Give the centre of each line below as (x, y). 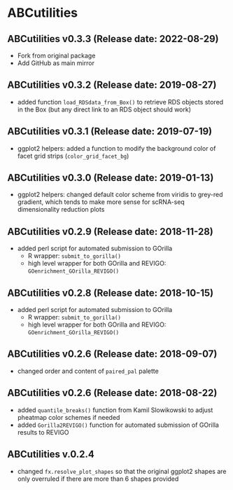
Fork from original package (56, 55)
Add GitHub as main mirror (56, 63)
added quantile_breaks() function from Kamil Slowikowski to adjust (115, 410)
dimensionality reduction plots (61, 210)
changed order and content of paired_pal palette (88, 371)
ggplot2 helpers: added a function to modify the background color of (116, 148)
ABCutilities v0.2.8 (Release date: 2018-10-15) (111, 293)
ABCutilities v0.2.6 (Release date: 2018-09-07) (112, 354)
